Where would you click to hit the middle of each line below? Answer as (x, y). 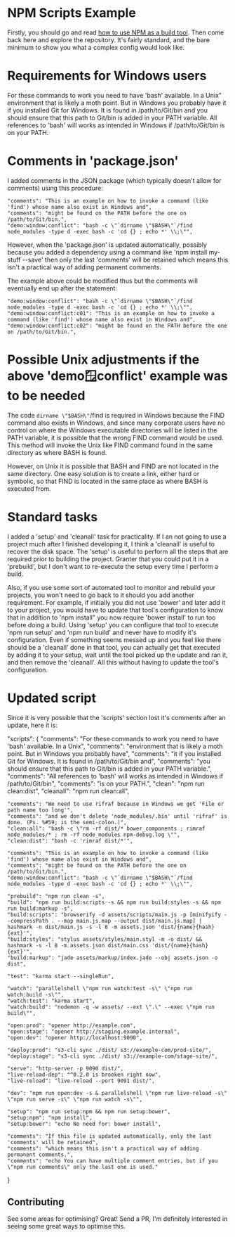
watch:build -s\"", (36, 994)
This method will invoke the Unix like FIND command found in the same (110, 445)
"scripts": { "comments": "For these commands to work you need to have (113, 738)
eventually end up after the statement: (62, 288)
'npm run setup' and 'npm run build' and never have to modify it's (102, 632)
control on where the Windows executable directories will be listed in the (112, 430)
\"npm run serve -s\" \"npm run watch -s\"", (75, 1099)
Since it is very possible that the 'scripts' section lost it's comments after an (116, 717)
